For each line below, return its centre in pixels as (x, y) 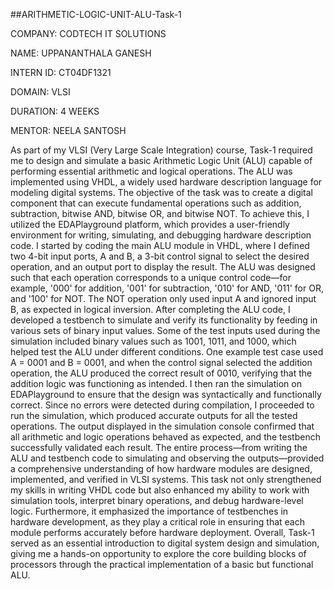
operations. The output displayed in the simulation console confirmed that (162, 426)
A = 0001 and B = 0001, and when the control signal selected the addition (161, 362)
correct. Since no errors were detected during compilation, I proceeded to (162, 405)
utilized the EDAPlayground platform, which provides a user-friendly (150, 224)
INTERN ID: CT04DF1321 (61, 72)
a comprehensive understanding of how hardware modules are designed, (161, 468)
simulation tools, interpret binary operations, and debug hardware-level (157, 500)
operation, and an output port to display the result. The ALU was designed (163, 267)
